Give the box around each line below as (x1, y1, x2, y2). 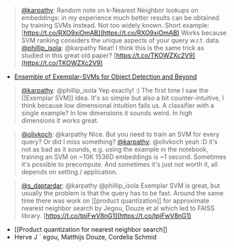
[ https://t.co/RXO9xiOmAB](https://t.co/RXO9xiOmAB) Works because (21, 28, 227, 37)
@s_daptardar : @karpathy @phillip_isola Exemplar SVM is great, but (21, 181, 221, 190)
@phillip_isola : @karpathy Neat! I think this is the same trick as (21, 44, 204, 52)
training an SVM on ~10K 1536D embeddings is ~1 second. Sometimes (21, 152, 227, 161)
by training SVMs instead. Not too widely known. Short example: (21, 21, 209, 29)
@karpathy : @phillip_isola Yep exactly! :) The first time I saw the (21, 86, 209, 94)
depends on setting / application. (21, 168, 118, 176)
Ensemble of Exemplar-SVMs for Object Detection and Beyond (13, 72, 197, 81)
